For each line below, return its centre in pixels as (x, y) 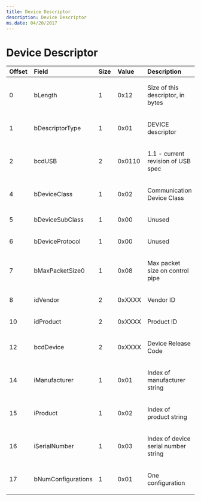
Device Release (169, 344)
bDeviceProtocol (57, 242)
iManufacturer (54, 380)
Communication (170, 191)
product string (167, 417)
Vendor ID (161, 300)
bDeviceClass (53, 194)
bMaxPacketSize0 (59, 271)
